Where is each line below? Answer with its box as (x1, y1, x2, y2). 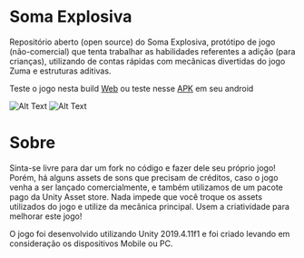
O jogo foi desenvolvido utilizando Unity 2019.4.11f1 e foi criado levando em (9, 228, 290, 239)
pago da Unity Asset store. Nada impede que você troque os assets (9, 191, 263, 202)
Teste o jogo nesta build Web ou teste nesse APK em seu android (9, 83, 254, 94)
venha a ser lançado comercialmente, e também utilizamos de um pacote (9, 182, 283, 193)
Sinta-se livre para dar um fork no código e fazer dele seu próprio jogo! (9, 162, 277, 174)
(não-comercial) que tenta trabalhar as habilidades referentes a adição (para (9, 45, 296, 56)
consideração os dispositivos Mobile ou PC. (9, 238, 174, 249)
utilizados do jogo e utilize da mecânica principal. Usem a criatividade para (9, 201, 290, 212)
